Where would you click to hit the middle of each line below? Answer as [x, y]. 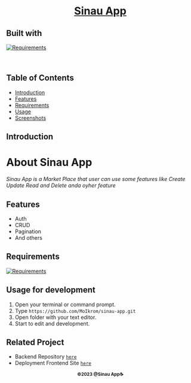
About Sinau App [49, 162]
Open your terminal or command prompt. [65, 304]
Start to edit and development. [52, 323]
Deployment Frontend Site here [53, 363]
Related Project [35, 342]
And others [29, 237]
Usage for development [51, 290]
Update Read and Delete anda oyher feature [61, 186]
